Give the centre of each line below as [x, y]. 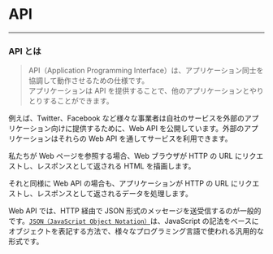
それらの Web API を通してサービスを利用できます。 [145, 138]
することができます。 [78, 101]
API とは [25, 51]
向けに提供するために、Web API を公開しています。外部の [147, 129]
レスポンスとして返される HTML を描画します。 [116, 166]
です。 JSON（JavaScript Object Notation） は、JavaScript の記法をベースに [134, 221]
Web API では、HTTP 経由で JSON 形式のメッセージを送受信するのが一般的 [135, 211]
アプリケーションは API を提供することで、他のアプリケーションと [139, 91]
